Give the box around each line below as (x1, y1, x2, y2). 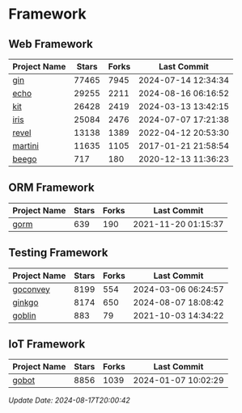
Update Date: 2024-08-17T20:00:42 (8, 395, 131, 405)
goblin (12, 310, 36, 321)
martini (12, 141, 39, 151)
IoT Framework (8, 337, 86, 352)
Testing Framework (8, 246, 108, 259)
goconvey (12, 284, 51, 295)
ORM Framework (8, 181, 95, 195)
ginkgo (12, 297, 39, 308)
